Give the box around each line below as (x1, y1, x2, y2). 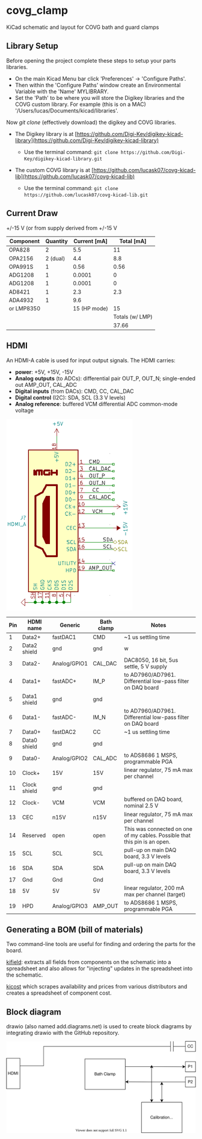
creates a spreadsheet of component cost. (6, 989, 112, 996)
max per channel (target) (124, 891, 186, 898)
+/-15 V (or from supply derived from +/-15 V (6, 224, 117, 232)
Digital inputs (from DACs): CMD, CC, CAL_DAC (14, 387, 134, 395)
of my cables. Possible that (124, 832, 191, 839)
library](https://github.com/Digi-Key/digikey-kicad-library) (14, 137, 159, 144)
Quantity (45, 238, 68, 245)
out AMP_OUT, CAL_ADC (14, 381, 77, 388)
